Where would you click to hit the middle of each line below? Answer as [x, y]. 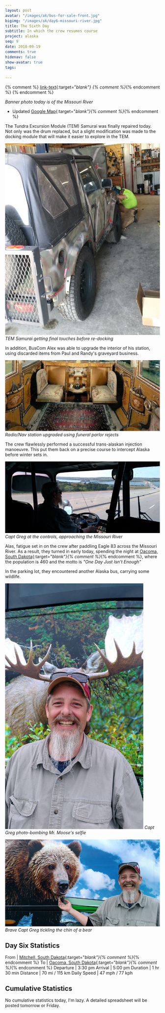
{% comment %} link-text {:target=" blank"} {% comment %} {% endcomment [82, 87]
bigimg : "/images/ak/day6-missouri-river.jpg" [54, 21]
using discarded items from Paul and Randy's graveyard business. [72, 353]
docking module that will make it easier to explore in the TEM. [67, 137]
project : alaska [22, 36]
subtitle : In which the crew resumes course [51, 31]
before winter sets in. [27, 454]
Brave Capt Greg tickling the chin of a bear [49, 930]
